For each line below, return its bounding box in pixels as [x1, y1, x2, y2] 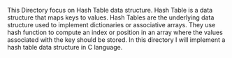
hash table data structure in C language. [7, 43, 123, 51]
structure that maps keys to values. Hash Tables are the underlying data [7, 13, 215, 22]
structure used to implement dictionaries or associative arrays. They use [7, 21, 216, 29]
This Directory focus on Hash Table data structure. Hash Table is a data [7, 6, 213, 14]
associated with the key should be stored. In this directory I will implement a [7, 36, 226, 44]
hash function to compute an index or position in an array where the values [7, 28, 224, 36]
